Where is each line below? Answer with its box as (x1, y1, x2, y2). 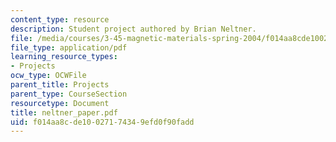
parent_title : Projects (10, 80, 110, 90)
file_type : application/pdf (10, 42, 128, 53)
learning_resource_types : (10, 52, 118, 62)
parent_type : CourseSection (10, 89, 128, 99)
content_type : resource (10, 14, 110, 25)
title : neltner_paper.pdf (10, 107, 118, 118)
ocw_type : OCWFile (10, 71, 87, 81)
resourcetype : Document (10, 98, 110, 108)
